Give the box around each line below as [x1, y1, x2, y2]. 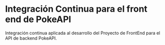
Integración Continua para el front [5, 3, 148, 15]
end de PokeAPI [5, 14, 71, 25]
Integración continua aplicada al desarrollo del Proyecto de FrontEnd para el [5, 30, 161, 36]
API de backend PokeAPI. [5, 35, 57, 41]
